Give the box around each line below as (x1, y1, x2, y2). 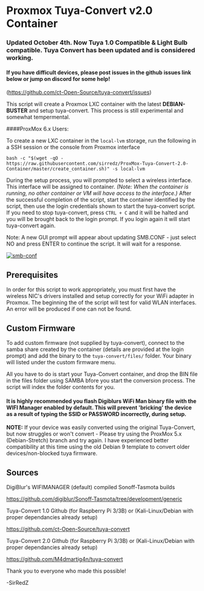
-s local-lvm (112, 166, 146, 172)
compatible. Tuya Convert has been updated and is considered (6, 46, 195, 55)
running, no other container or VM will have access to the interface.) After (6, 189, 192, 197)
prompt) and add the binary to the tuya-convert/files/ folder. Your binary (6, 352, 192, 359)
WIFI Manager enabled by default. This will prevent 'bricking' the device (6, 403, 192, 411)
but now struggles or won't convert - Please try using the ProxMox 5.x (6, 430, 182, 437)
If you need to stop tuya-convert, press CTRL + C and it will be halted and (6, 209, 188, 216)
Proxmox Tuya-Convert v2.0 (6, 4, 153, 18)
